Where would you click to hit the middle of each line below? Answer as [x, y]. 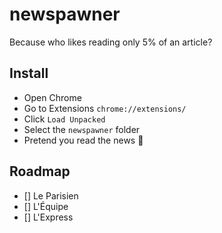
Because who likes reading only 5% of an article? [111, 42]
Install [29, 73]
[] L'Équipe [46, 206]
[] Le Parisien [51, 195]
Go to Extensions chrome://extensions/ [105, 108]
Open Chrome [52, 97]
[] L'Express [48, 217]
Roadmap [40, 171]
